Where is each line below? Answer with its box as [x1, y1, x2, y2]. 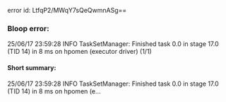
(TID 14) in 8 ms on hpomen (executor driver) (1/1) [7, 47, 152, 56]
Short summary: [7, 63, 56, 72]
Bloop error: [7, 23, 49, 33]
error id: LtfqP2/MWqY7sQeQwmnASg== [7, 6, 127, 14]
